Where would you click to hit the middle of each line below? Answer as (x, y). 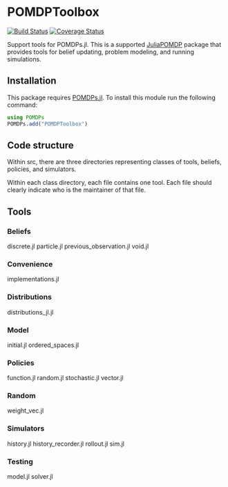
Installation (32, 81)
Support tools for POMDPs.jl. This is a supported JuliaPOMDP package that (114, 44)
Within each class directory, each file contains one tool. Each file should (110, 183)
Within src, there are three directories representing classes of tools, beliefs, (115, 162)
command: (22, 105)
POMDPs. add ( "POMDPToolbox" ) (48, 124)
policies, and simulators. (42, 169)
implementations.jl (33, 279)
